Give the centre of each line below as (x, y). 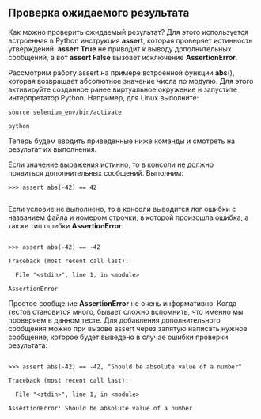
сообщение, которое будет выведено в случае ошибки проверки (118, 337)
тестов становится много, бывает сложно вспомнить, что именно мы (126, 311)
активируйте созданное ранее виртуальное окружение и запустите (123, 89)
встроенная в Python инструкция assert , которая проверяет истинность (130, 40)
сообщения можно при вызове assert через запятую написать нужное (128, 328)
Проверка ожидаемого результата (99, 13)
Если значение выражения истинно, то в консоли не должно (111, 164)
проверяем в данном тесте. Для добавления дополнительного (114, 320)
